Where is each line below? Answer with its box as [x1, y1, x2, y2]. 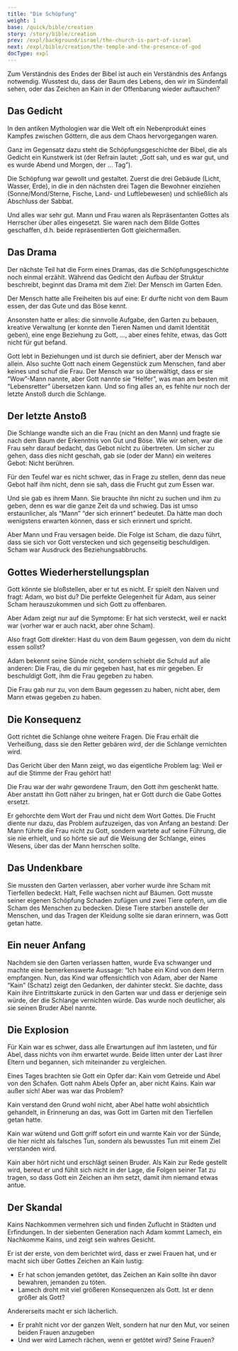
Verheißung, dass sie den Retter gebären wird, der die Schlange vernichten [7, 739, 227, 748]
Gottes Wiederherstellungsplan [7, 566, 150, 578]
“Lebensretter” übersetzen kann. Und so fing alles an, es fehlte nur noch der [7, 381, 230, 391]
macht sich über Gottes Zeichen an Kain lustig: [7, 1257, 144, 1265]
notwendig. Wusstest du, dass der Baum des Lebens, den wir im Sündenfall [7, 77, 228, 85]
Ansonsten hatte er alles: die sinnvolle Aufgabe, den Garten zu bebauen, [7, 315, 219, 324]
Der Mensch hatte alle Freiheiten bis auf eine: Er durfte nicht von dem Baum [7, 294, 229, 303]
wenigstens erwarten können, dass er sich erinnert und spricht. [7, 516, 193, 526]
